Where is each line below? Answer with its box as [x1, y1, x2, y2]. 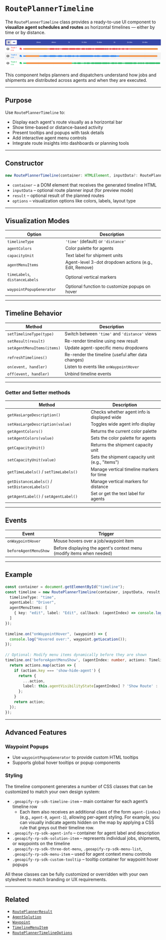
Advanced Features [5, 728, 67, 737]
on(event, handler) [7, 365, 47, 370]
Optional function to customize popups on [65, 283, 151, 290]
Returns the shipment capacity [90, 442, 153, 448]
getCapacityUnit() [7, 445, 45, 450]
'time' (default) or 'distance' [65, 239, 126, 245]
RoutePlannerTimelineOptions [12, 931, 73, 936]
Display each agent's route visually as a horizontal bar [12, 119, 123, 125]
